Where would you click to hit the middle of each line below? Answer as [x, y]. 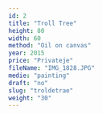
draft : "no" [28, 83]
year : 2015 [27, 53]
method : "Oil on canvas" [50, 46]
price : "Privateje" [41, 61]
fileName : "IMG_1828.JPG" [51, 68]
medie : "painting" [39, 75]
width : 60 [25, 38]
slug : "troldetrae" [41, 90]
